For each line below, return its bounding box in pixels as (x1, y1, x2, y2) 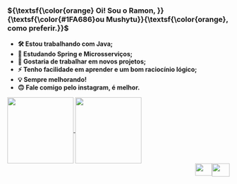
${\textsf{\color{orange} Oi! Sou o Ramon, (7, 6, 156, 16)
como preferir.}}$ (7, 23, 69, 33)
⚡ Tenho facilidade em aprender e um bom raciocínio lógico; (17, 66, 197, 74)
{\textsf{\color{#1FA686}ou (7, 14, 104, 24)
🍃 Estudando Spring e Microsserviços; (17, 50, 133, 59)
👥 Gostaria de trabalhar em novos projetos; (17, 57, 147, 66)
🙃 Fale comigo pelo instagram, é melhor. (17, 83, 140, 92)
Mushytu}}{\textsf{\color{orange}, (105, 14, 229, 24)
